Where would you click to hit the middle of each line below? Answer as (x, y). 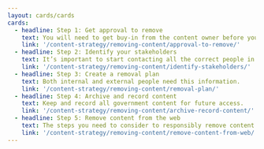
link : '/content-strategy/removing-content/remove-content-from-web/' (140, 132)
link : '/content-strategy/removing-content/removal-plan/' (121, 89)
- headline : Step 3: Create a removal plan (87, 74)
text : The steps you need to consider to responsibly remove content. (140, 125)
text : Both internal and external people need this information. (131, 81)
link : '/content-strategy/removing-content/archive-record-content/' (138, 111)
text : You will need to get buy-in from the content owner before (133, 37)
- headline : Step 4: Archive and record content (96, 96)
